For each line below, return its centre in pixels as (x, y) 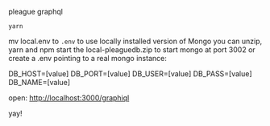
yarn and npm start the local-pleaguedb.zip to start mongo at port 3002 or (132, 50)
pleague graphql (35, 12)
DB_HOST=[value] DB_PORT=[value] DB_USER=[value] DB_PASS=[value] (130, 74)
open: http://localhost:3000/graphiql (69, 98)
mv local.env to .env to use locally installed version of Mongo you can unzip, (135, 41)
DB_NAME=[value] (39, 82)
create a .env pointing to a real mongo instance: (87, 58)
